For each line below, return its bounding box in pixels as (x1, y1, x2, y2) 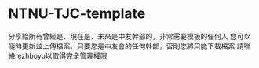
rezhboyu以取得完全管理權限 (14, 51, 108, 60)
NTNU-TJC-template (8, 5, 146, 23)
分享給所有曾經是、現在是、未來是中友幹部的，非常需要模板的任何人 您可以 (8, 31, 251, 41)
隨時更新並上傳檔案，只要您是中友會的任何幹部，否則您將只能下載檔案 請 (8, 41, 244, 51)
